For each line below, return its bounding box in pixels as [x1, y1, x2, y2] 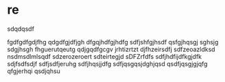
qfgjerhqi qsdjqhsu [7, 67, 60, 75]
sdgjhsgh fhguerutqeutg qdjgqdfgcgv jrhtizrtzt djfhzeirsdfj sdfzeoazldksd [7, 45, 215, 53]
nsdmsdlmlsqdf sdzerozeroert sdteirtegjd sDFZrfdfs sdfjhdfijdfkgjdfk [7, 52, 202, 60]
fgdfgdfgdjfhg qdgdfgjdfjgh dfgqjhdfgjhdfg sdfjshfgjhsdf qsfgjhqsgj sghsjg [7, 38, 219, 46]
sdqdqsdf [7, 25, 34, 33]
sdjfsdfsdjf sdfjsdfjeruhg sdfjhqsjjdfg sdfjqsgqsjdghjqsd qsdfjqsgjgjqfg [7, 59, 208, 68]
